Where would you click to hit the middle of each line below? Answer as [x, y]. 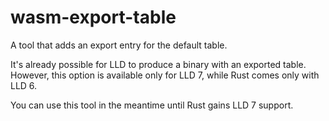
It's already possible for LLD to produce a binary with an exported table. [158, 64]
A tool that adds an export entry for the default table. [119, 45]
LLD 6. [24, 85]
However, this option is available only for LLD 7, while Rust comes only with [165, 75]
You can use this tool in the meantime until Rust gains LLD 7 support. [152, 105]
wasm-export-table [93, 17]
